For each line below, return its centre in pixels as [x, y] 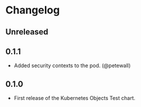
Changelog [33, 10]
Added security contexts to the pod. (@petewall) [72, 65]
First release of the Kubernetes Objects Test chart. [74, 98]
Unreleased [27, 32]
